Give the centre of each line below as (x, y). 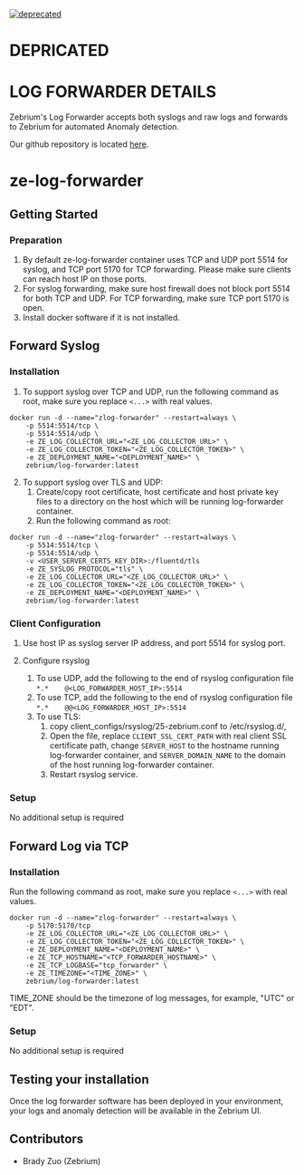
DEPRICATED (59, 51)
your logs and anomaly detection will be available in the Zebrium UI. (136, 1111)
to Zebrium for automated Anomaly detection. (94, 127)
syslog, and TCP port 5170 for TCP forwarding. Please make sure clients (157, 269)
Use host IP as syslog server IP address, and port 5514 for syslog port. (154, 642)
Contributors (47, 1139)
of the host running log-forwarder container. (132, 765)
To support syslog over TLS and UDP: (93, 482)
